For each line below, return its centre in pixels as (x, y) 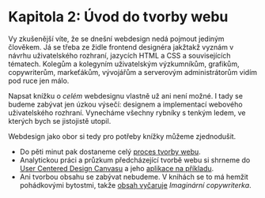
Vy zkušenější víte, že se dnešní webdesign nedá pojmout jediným (116, 39)
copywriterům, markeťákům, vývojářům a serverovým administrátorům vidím (133, 72)
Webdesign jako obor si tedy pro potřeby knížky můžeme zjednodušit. (122, 136)
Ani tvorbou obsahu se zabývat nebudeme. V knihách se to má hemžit (134, 177)
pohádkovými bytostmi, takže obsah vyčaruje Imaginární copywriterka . (135, 185)
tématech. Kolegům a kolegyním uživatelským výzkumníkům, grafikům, (124, 64)
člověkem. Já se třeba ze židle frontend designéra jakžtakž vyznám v (121, 47)
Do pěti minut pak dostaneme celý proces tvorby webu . (110, 151)
